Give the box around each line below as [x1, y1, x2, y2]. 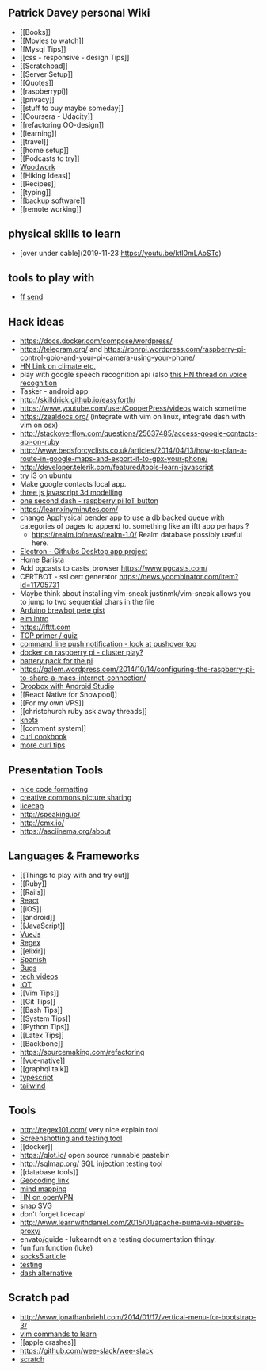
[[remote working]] [19, 204, 82, 213]
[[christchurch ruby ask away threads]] [19, 707, 148, 716]
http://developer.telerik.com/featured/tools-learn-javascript [19, 463, 214, 472]
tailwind [19, 1081, 46, 1090]
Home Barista [19, 555, 65, 565]
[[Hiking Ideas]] [19, 170, 71, 180]
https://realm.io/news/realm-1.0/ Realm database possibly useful [31, 530, 243, 540]
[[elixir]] [19, 946, 46, 956]
